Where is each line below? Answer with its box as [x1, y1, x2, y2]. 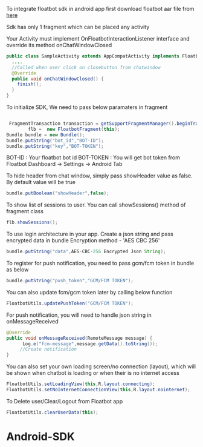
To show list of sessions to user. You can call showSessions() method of [6, 201, 186, 208]
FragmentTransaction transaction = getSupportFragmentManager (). [8, 121, 177, 127]
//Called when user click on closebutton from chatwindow [11, 64, 161, 70]
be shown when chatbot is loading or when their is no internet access [6, 369, 179, 377]
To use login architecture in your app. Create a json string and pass [6, 230, 173, 238]
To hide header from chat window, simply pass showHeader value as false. [6, 172, 193, 179]
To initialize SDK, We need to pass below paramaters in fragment [6, 104, 168, 111]
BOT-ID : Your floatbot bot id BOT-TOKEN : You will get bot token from [6, 154, 180, 161]
